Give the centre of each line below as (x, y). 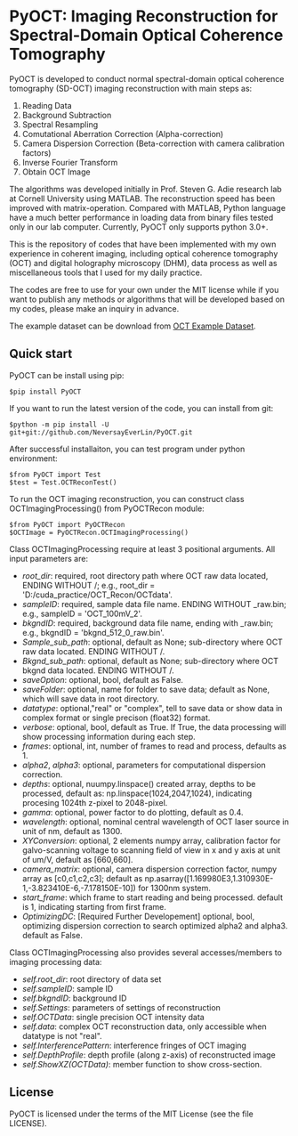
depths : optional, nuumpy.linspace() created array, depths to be (139, 783)
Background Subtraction (67, 115)
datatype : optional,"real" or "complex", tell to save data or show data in (152, 708)
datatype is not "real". (62, 1035)
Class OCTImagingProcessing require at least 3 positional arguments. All (142, 548)
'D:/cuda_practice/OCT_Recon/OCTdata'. (97, 595)
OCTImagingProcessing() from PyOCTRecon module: (107, 508)
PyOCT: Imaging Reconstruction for (144, 16)
